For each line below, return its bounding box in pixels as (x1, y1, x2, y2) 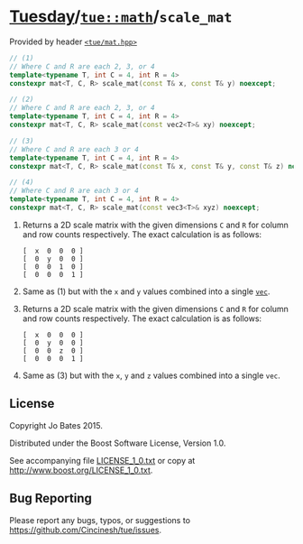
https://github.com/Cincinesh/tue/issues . (9, 524, 162, 535)
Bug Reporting (9, 491, 93, 506)
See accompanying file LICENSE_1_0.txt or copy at (9, 455, 196, 466)
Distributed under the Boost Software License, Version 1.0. (9, 438, 226, 448)
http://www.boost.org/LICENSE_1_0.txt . (9, 465, 153, 475)
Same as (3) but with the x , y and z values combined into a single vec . (22, 370, 281, 381)
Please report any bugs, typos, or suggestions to (9, 514, 191, 525)
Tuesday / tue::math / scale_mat (9, 6, 233, 27)
